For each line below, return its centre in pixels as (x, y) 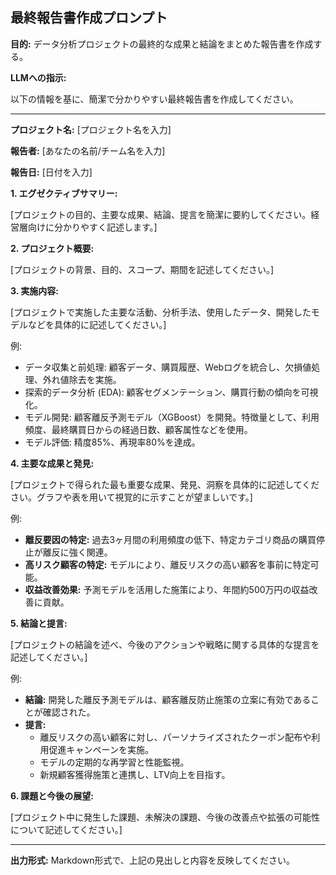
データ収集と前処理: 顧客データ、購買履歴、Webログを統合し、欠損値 (168, 367)
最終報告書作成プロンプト (89, 18)
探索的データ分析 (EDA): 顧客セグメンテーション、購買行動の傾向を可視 (171, 392)
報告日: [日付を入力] (51, 172)
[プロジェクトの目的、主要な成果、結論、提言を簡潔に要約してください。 (161, 214)
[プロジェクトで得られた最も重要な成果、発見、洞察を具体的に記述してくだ (165, 484)
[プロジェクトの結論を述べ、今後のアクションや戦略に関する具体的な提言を (165, 644)
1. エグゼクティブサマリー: (64, 193)
